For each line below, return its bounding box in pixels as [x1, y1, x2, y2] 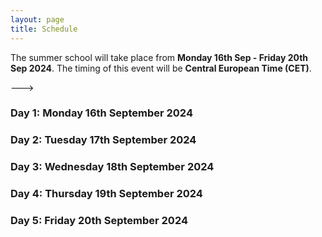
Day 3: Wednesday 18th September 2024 [10, 160, 215, 174]
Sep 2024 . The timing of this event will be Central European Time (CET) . [10, 62, 312, 74]
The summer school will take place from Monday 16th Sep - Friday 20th [10, 51, 309, 63]
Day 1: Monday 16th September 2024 [10, 106, 193, 120]
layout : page [10, 14, 65, 25]
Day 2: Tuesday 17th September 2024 [10, 133, 197, 147]
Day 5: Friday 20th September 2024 [10, 214, 188, 228]
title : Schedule [10, 24, 78, 34]
